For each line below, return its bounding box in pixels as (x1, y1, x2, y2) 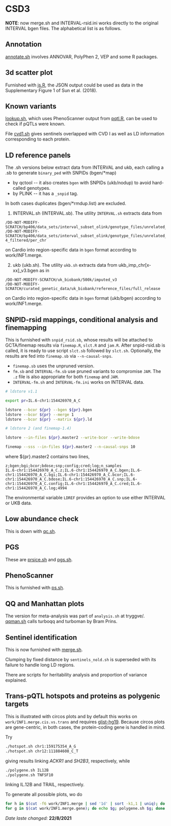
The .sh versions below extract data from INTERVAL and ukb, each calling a (5, 164, 164, 170)
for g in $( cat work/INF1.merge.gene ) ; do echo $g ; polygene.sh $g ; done (5, 806, 165, 811)
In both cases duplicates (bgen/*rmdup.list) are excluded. (5, 201, 126, 207)
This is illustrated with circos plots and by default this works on (5, 713, 137, 719)
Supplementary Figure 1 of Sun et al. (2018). (5, 87, 98, 93)
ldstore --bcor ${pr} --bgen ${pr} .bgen (5, 407, 93, 412)
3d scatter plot (5, 68, 53, 77)
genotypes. (26, 185, 51, 191)
